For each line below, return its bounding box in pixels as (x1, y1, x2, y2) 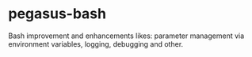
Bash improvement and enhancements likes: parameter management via (8, 31, 245, 40)
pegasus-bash (8, 5, 107, 23)
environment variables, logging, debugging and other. (8, 39, 184, 48)
